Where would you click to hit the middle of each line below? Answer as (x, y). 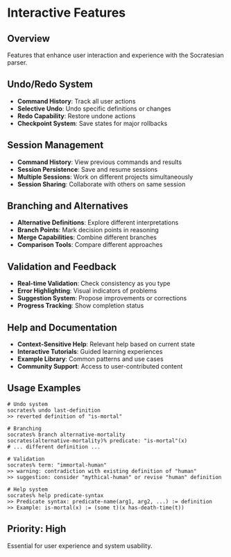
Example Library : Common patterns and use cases (91, 359)
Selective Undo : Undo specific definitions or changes (94, 108)
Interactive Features (67, 13)
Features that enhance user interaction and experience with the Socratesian (115, 55)
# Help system (28, 489)
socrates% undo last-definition (54, 410)
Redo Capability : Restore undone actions (76, 115)
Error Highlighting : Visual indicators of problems (87, 291)
